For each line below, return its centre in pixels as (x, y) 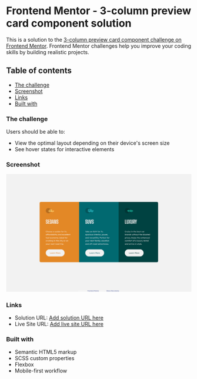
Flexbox (24, 365)
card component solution (69, 23)
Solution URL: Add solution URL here (59, 318)
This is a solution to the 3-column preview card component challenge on (94, 39)
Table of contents (39, 71)
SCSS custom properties (44, 358)
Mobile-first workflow (41, 371)
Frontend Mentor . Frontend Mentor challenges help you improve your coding (99, 46)
